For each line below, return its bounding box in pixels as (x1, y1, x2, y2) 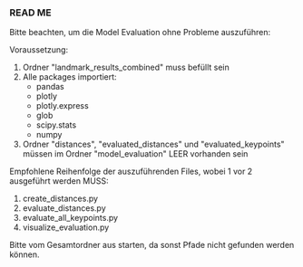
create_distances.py (22, 193, 98, 205)
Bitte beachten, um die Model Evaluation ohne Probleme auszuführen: (9, 27, 271, 38)
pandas (35, 81, 65, 92)
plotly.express (35, 100, 89, 111)
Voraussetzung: (9, 44, 69, 55)
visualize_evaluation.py (22, 222, 110, 233)
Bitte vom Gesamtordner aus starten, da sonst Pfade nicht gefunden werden (9, 240, 295, 251)
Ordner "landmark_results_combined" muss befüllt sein (22, 62, 230, 73)
